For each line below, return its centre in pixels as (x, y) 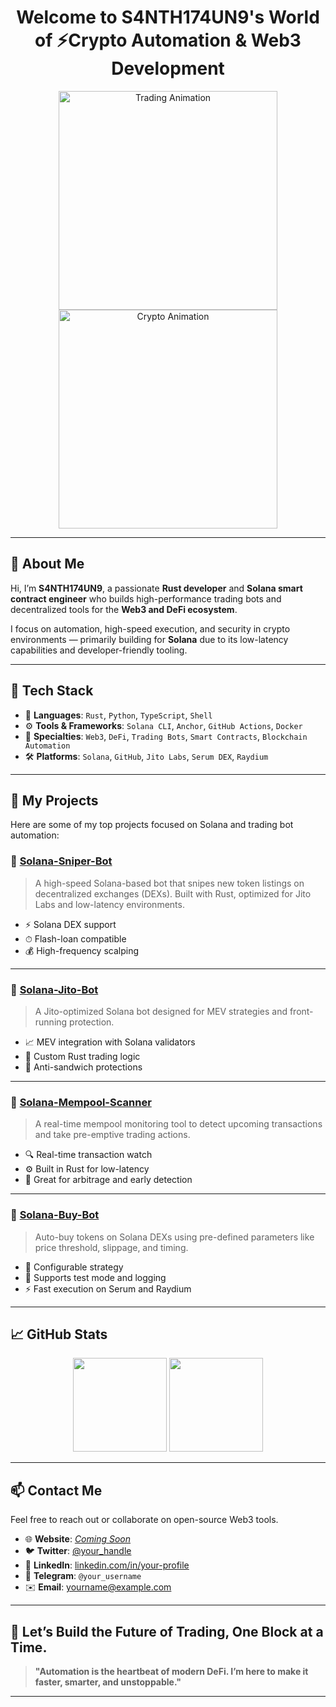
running (51, 1022)
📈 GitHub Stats (59, 1334)
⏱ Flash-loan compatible (75, 938)
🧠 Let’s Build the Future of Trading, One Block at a (167, 1631)
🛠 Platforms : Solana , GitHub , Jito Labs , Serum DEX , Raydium (146, 756)
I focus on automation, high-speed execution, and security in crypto (150, 628)
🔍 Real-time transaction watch (88, 1155)
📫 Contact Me (56, 1490)
